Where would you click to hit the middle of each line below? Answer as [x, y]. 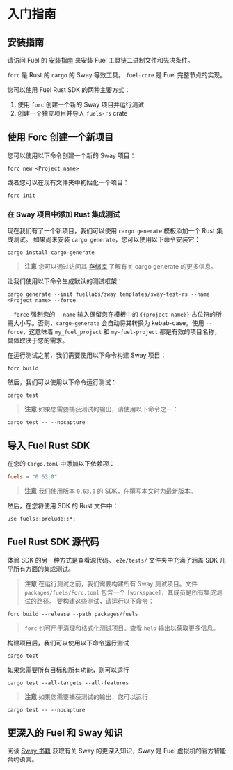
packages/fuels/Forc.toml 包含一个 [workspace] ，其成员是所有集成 [120, 592]
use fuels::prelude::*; [42, 519]
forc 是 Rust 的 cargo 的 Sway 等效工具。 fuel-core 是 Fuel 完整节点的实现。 [117, 75]
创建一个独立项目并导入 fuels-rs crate [72, 113]
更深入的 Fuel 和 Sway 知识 [65, 733]
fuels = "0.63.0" [32, 477]
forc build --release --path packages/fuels [73, 614]
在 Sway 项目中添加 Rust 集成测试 [64, 214]
